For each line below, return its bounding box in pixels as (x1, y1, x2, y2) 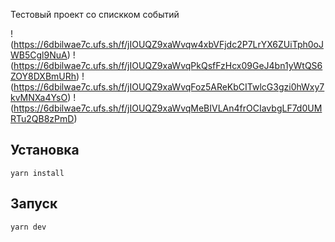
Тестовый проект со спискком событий (10, 9, 180, 20)
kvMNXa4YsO (10, 92, 68, 103)
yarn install (10, 168, 65, 178)
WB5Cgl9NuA (10, 49, 68, 61)
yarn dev (10, 222, 47, 232)
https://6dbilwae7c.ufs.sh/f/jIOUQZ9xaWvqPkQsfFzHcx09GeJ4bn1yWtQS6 (13, 60, 323, 71)
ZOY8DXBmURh (10, 70, 77, 82)
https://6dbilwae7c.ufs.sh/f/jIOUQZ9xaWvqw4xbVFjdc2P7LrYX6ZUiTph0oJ (13, 39, 324, 50)
